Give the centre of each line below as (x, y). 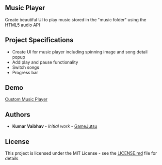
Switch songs (26, 67)
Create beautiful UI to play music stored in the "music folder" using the (76, 19)
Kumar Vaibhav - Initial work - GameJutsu (55, 126)
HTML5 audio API (23, 25)
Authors (18, 114)
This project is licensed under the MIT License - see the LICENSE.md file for (81, 153)
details (12, 158)
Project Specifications (39, 40)
